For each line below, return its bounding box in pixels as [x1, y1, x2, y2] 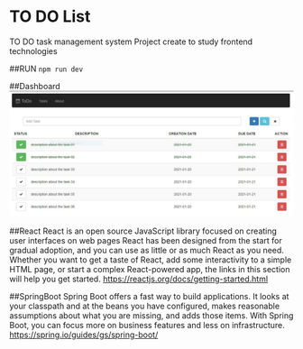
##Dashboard [9, 80, 60, 91]
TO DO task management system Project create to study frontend [9, 36, 253, 47]
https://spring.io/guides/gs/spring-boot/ [9, 329, 159, 340]
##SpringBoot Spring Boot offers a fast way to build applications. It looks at [9, 291, 289, 302]
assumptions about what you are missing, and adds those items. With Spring [9, 310, 294, 321]
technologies [9, 45, 58, 56]
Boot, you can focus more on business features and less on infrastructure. [9, 320, 286, 331]
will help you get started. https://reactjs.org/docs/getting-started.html [9, 273, 269, 285]
